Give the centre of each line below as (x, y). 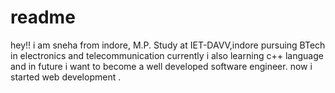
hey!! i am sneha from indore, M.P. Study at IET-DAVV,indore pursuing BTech (168, 45)
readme (43, 17)
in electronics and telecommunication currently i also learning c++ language (167, 55)
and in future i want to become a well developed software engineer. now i (161, 66)
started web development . (66, 77)
